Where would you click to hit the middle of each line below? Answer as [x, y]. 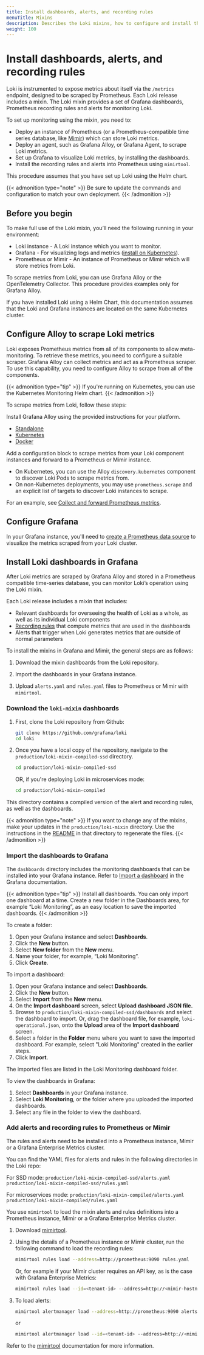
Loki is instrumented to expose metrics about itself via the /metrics [90, 89]
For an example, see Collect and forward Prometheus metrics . [84, 502]
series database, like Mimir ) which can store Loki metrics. [87, 138]
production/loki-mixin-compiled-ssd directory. [74, 757]
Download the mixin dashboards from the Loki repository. [87, 663]
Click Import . [32, 1057]
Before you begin [39, 213]
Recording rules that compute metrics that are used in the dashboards [103, 626]
